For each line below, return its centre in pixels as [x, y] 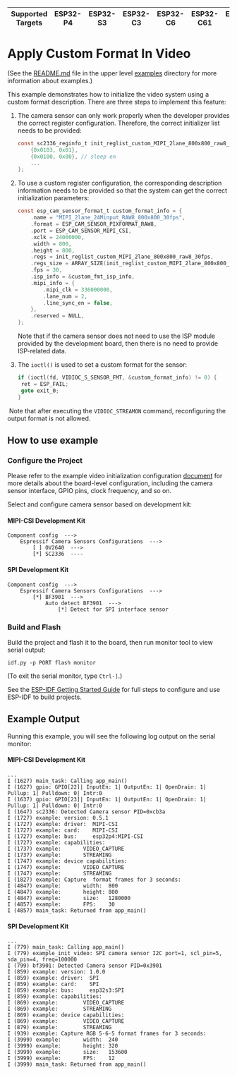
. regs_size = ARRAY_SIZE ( [69, 264]
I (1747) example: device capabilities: [68, 861]
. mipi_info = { [53, 283]
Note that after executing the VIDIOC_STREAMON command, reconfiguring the [117, 411]
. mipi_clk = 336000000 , [78, 290]
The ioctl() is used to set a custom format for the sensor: [102, 365]
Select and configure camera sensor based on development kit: [100, 504]
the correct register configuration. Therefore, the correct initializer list [119, 123]
